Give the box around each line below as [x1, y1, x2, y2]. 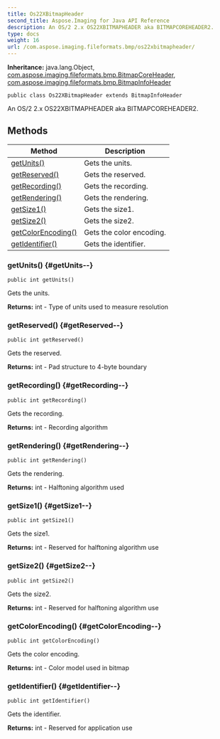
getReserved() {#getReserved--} [7, 321, 124, 331]
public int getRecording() [7, 396, 87, 404]
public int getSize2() [7, 577, 75, 584]
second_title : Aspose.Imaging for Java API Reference [7, 17, 170, 24]
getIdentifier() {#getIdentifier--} [7, 681, 121, 691]
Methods [7, 125, 48, 137]
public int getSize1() [7, 517, 75, 524]
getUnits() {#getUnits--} [7, 260, 94, 270]
